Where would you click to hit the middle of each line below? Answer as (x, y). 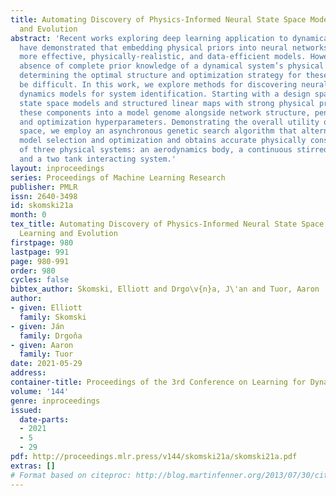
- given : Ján (37, 326)
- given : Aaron (42, 345)
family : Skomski (53, 317)
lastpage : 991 (40, 252)
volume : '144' (40, 391)
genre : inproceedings (55, 401)
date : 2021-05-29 (46, 364)
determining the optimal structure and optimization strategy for (160, 76)
